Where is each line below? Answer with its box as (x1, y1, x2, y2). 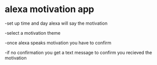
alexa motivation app (5, 4, 94, 15)
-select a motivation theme (5, 30, 61, 36)
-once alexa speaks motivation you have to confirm (5, 39, 112, 46)
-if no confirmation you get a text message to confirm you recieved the (5, 49, 152, 55)
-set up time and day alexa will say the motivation (5, 20, 108, 26)
